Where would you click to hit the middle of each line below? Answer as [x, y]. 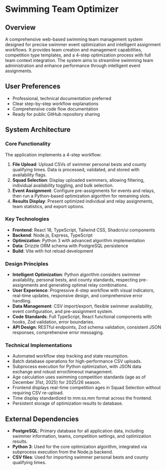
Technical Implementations [39, 345]
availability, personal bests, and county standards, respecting [75, 280]
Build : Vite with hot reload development [53, 251]
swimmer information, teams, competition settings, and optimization [82, 436]
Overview [21, 27]
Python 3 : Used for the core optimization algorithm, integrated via [80, 447]
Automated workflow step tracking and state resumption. [70, 356]
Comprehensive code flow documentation [55, 109]
